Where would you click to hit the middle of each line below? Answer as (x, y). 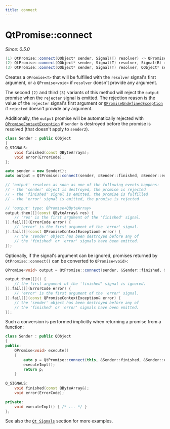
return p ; (34, 369)
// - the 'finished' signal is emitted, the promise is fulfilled (77, 194)
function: (15, 327)
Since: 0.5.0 (18, 49)
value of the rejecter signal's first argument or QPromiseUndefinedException (84, 103)
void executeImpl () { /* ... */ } (51, 407)
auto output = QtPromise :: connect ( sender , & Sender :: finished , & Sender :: (83, 176)
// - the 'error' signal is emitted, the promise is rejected (72, 199)
